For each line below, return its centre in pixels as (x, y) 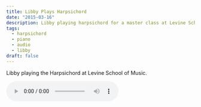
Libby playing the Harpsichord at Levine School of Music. (77, 73)
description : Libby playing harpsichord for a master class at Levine (96, 23)
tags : (13, 28)
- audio (21, 45)
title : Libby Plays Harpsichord (46, 12)
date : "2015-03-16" (31, 17)
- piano (21, 39)
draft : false (22, 56)
